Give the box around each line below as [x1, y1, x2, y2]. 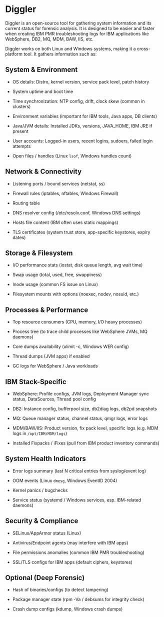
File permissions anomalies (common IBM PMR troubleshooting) [12, 549, 145, 555]
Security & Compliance [5, 516, 78, 525]
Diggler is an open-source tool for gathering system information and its [5, 20, 151, 26]
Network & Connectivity [5, 167, 82, 176]
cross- [136, 45, 151, 51]
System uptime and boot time [12, 88, 73, 94]
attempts [12, 143, 31, 149]
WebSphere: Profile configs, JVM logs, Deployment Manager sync [12, 391, 149, 396]
